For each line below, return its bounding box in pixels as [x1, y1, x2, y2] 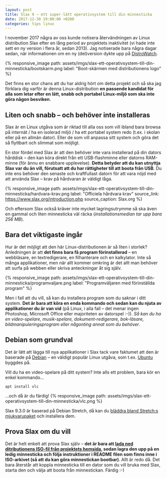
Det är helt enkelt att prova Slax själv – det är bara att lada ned [5, 441, 133, 447]
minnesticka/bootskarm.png [5, 66, 63, 72]
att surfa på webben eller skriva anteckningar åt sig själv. [5, 265, 122, 271]
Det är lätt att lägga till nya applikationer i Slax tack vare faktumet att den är [5, 349, 159, 355]
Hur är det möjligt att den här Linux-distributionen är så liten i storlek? [5, 244, 148, 250]
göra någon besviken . [5, 96, 51, 102]
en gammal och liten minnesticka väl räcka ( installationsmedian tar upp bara [5, 211, 162, 217]
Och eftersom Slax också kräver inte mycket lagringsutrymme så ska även [5, 206, 157, 212]
